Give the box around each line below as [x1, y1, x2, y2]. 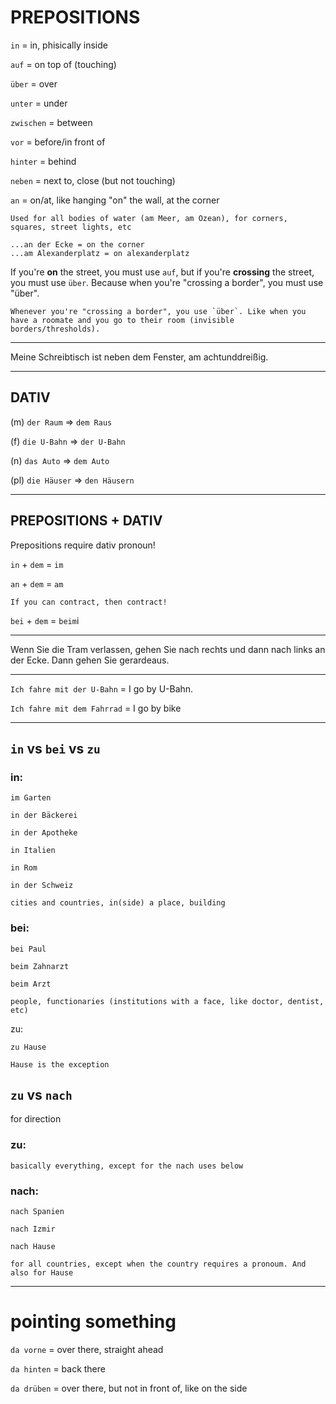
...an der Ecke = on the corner [10, 239, 145, 250]
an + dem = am [10, 577, 64, 590]
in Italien [10, 846, 56, 856]
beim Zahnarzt [10, 961, 70, 971]
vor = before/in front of [10, 136, 106, 148]
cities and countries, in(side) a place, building [10, 898, 226, 908]
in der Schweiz [10, 881, 74, 891]
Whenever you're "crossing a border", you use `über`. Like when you [10, 306, 307, 316]
